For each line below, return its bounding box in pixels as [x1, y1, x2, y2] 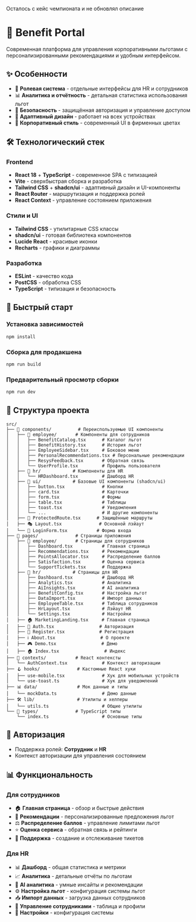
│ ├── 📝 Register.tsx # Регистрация [6, 629, 134, 635]
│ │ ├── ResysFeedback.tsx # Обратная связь [6, 458, 145, 464]
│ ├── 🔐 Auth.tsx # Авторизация [6, 623, 134, 630]
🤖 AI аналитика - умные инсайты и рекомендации [14, 881, 143, 888]
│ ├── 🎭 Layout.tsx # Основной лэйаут [6, 521, 144, 527]
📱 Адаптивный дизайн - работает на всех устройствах [14, 112, 156, 120]
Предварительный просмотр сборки [6, 375, 119, 383]
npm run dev [6, 389, 36, 395]
